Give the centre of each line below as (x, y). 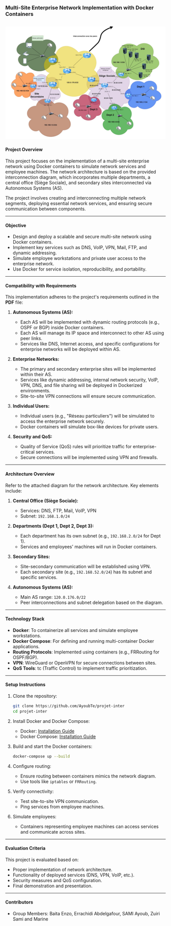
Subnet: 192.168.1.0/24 (45, 516)
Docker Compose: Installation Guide (58, 736)
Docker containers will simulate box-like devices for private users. (89, 427)
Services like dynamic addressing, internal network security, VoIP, (90, 380)
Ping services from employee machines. (62, 807)
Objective (16, 225)
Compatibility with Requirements (41, 285)
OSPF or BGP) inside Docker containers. (62, 328)
